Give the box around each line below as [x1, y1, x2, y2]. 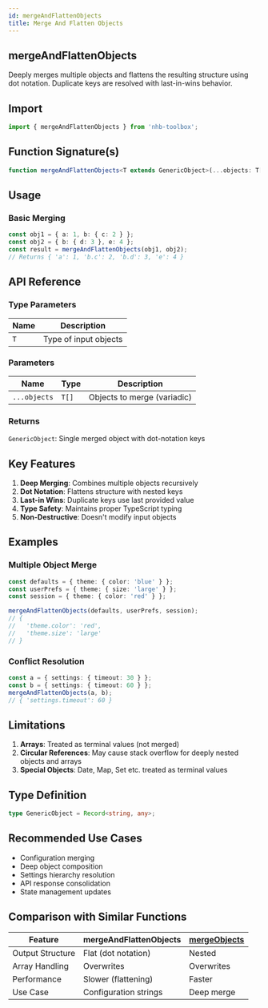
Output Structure [12, 947, 76, 958]
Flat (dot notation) [82, 947, 151, 958]
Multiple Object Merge [8, 560, 98, 571]
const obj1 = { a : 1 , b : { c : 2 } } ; [8, 231, 134, 239]
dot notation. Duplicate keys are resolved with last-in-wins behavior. [8, 78, 234, 88]
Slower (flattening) [82, 974, 154, 985]
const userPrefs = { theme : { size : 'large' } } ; [8, 585, 178, 593]
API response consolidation [19, 878, 110, 888]
